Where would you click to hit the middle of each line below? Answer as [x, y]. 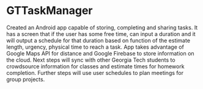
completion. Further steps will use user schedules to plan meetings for [95, 73]
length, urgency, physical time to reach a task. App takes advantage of [95, 47]
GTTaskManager [50, 11]
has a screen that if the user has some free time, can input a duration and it [101, 34]
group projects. [26, 79]
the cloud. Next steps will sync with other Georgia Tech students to [91, 60]
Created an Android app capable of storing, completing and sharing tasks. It [102, 27]
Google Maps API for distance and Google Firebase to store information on [100, 53]
